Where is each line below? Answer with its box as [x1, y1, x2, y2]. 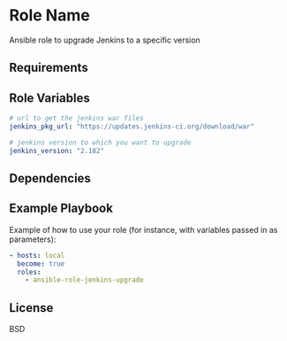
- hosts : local [9, 251, 65, 260]
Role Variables [9, 90, 90, 105]
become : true [17, 259, 65, 268]
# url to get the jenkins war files [9, 114, 144, 123]
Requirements [9, 60, 88, 75]
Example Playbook [9, 201, 113, 216]
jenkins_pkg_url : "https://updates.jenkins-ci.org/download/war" [9, 122, 254, 131]
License [9, 300, 54, 315]
